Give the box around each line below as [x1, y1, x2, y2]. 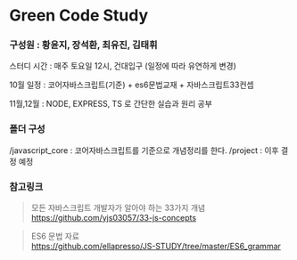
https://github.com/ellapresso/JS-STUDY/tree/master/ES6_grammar [30, 241, 281, 252]
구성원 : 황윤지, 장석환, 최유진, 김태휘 [9, 39, 158, 52]
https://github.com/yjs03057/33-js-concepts [30, 213, 197, 223]
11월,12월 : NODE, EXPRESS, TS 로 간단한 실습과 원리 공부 [9, 99, 212, 110]
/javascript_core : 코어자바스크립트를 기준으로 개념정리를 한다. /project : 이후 [9, 144, 279, 156]
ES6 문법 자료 [30, 231, 80, 241]
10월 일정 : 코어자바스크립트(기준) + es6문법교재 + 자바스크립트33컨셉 [9, 79, 254, 90]
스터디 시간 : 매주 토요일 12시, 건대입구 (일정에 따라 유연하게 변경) [9, 61, 236, 71]
